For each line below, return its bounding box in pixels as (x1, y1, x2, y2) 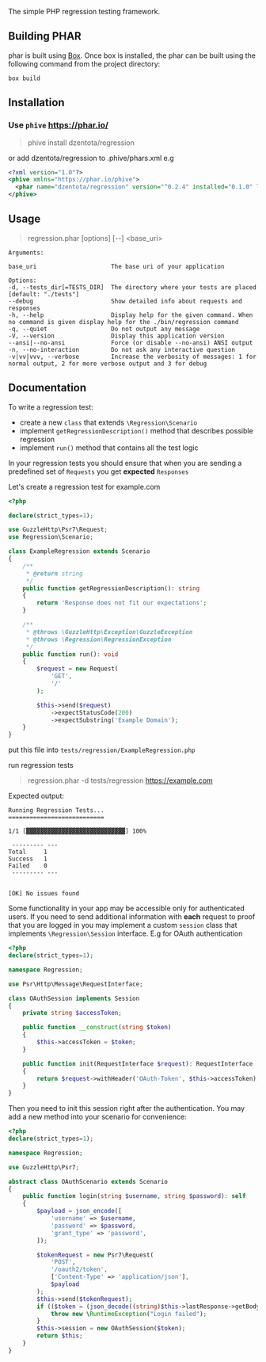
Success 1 (8, 855, 47, 863)
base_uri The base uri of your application (8, 262, 225, 270)
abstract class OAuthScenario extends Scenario (8, 1177, 169, 1185)
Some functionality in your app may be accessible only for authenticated (8, 903, 245, 914)
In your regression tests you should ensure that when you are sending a (8, 458, 242, 467)
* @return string (25, 570, 83, 578)
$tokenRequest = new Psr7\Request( (36, 1251, 154, 1259)
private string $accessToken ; (22, 1009, 123, 1017)
